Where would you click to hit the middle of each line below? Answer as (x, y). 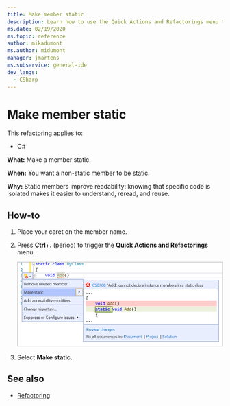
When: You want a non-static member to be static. (79, 173)
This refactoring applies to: (45, 133)
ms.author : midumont (37, 51)
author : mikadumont (35, 44)
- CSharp (26, 80)
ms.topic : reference (37, 36)
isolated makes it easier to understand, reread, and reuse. (88, 194)
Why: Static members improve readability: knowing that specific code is (109, 187)
